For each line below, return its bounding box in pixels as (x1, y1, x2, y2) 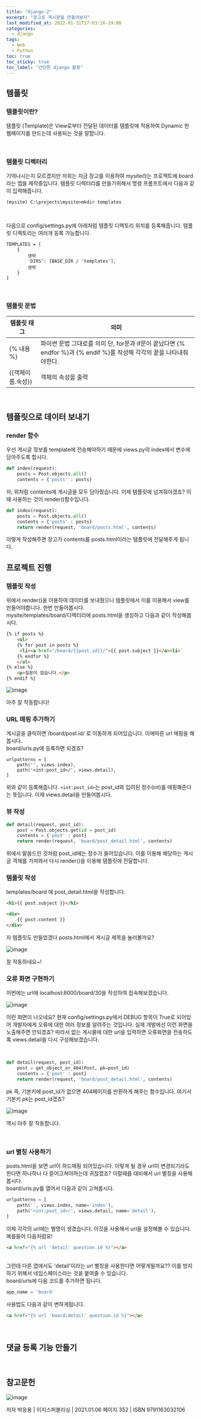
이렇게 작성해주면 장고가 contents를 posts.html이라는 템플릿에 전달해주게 (6, 536, 178, 543)
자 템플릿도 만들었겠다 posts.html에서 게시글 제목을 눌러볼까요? (6, 934, 154, 941)
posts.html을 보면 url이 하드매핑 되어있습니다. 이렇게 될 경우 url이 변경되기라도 (6, 1162, 190, 1170)
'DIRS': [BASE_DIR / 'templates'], (28, 258, 117, 264)
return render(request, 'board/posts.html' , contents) (17, 524, 157, 530)
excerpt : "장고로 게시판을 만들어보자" (6, 14, 91, 20)
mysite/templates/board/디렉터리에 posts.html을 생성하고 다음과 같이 (6, 611, 171, 619)
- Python (11, 48, 33, 54)
